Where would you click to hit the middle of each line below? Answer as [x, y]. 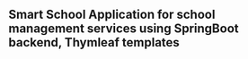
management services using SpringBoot [124, 29]
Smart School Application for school [112, 15]
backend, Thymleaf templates [94, 42]
